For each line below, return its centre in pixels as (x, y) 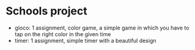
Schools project (47, 11)
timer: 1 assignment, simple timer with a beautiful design (85, 40)
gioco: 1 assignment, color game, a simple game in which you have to (102, 28)
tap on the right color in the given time (63, 34)
